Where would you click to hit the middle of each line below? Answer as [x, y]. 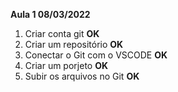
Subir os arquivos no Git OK [82, 76]
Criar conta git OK [62, 33]
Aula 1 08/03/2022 [50, 14]
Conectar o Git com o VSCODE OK [96, 55]
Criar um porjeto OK [66, 65]
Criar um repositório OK [74, 44]
